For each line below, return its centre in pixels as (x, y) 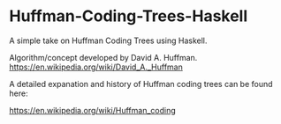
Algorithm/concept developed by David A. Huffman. (103, 57)
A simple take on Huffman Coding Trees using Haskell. (108, 40)
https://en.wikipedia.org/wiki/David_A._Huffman (96, 67)
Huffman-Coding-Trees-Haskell (129, 16)
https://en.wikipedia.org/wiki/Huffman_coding (93, 110)
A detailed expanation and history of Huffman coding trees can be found (141, 84)
